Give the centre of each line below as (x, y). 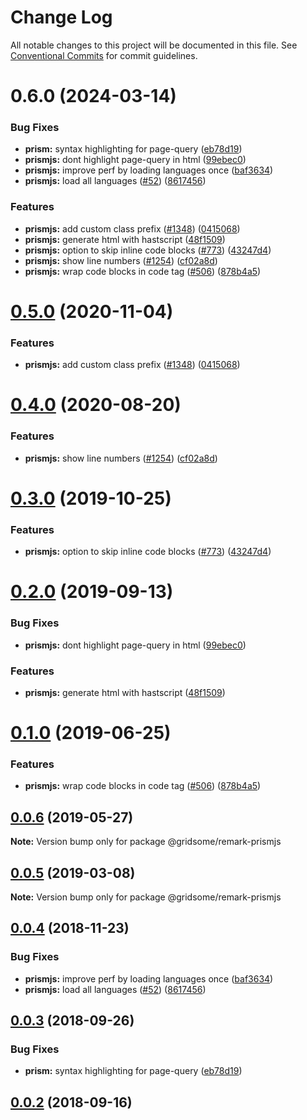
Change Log (61, 17)
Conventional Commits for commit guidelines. (104, 55)
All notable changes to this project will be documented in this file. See (154, 45)
